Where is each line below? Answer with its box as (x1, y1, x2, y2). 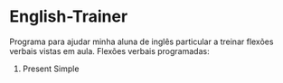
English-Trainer (9, 6, 128, 27)
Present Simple (22, 63, 80, 74)
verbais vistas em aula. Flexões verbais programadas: (9, 45, 210, 56)
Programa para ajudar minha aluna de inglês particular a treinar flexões (9, 36, 274, 47)
